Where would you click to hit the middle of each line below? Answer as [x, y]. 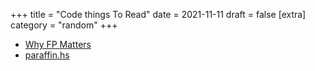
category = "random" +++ [64, 25]
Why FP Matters [58, 44]
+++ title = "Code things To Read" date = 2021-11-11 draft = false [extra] [158, 14]
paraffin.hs [47, 55]
